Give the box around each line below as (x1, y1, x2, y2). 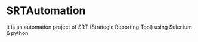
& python (6, 29, 29, 36)
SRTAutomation (6, 4, 86, 17)
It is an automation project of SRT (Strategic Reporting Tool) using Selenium (6, 23, 192, 30)
